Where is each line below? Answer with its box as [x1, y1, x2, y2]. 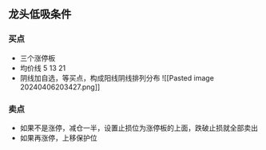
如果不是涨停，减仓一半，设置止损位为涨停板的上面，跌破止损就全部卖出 [19, 123, 258, 132]
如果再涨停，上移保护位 [19, 132, 97, 142]
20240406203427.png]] [19, 82, 101, 92]
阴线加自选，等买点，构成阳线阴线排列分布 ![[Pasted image [19, 73, 214, 82]
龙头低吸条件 [8, 7, 72, 22]
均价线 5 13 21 [19, 63, 66, 73]
